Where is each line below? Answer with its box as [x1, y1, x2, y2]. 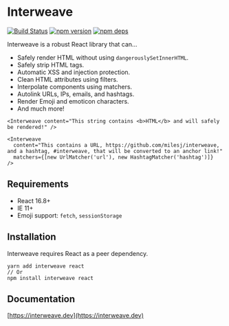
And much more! [17, 104, 65, 113]
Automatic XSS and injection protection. [17, 68, 131, 76]
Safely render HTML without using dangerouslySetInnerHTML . [17, 53, 189, 62]
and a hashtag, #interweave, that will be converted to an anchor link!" [7, 148, 223, 154]
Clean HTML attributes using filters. [17, 75, 118, 83]
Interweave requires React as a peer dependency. [7, 249, 149, 257]
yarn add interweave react [7, 262, 85, 270]
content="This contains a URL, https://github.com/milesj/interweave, [13, 141, 220, 148]
